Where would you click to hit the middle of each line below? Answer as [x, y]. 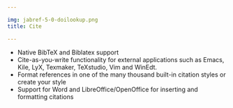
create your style [42, 82]
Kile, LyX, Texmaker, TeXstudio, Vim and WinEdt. [87, 67]
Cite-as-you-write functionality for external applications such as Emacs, [121, 59]
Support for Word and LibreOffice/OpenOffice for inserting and [108, 89]
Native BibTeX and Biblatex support [68, 52]
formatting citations [45, 97]
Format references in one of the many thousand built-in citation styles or [121, 75]
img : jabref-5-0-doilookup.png [53, 20]
